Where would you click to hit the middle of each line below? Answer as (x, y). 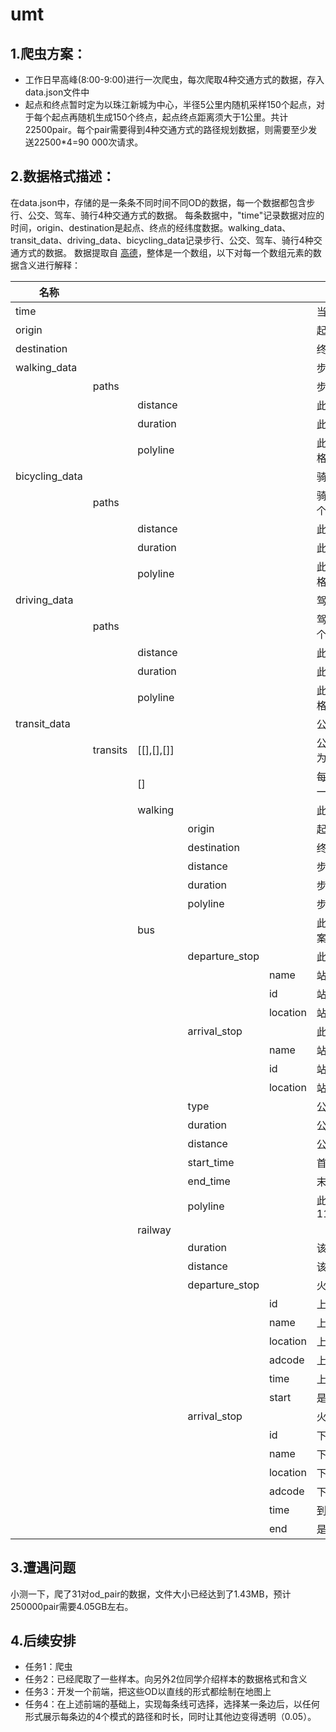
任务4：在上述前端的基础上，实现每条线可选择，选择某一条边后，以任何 (172, 1704)
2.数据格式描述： (63, 176)
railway (154, 1230)
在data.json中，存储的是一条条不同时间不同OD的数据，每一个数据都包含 (158, 202)
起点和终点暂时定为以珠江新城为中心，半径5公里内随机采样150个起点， (170, 104)
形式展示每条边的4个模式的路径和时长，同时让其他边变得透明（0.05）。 (170, 1717)
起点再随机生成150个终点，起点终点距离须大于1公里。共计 (170, 117)
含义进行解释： (49, 265)
